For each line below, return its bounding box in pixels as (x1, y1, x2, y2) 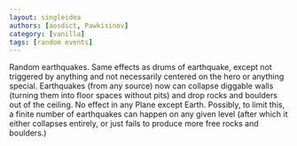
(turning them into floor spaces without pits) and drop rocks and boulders (9, 90, 277, 101)
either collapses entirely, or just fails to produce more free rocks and (9, 119, 259, 129)
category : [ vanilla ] (9, 29, 86, 38)
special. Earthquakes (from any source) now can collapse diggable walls (9, 81, 274, 91)
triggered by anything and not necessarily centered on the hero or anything (9, 72, 285, 82)
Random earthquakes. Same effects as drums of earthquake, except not (9, 62, 272, 73)
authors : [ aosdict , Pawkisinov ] (9, 21, 129, 30)
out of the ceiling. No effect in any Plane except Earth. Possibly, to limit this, (9, 99, 285, 111)
